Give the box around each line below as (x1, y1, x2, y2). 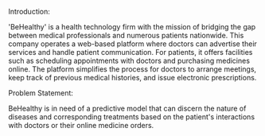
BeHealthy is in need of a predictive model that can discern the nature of (8, 103, 247, 113)
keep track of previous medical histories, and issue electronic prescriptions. (8, 73, 257, 82)
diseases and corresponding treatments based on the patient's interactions (8, 112, 255, 122)
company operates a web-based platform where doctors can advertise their (8, 39, 257, 49)
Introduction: (8, 7, 50, 16)
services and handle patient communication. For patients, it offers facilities (8, 48, 253, 56)
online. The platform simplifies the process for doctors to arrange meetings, (8, 64, 257, 74)
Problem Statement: (8, 88, 74, 98)
